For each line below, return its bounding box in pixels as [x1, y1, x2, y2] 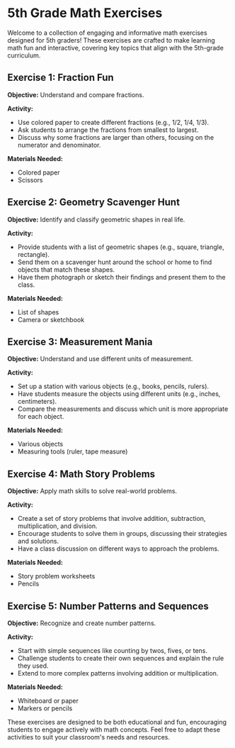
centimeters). [17, 397, 57, 406]
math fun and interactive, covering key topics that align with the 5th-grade [7, 43, 224, 52]
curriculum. [7, 51, 41, 60]
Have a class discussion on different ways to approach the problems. [17, 544, 219, 553]
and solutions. [17, 537, 59, 546]
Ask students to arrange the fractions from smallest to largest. [17, 126, 199, 134]
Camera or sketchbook [17, 315, 85, 324]
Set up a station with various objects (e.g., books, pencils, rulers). [17, 382, 210, 391]
